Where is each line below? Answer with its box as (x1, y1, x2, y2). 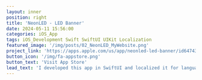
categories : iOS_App (6, 31, 58, 37)
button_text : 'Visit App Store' (6, 59, 87, 65)
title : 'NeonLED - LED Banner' (6, 20, 85, 26)
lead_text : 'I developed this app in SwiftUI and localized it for (6, 64, 179, 71)
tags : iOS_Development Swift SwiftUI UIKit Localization (6, 37, 152, 43)
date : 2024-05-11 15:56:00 (6, 25, 74, 32)
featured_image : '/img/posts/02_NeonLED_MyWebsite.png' (6, 43, 149, 49)
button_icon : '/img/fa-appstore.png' (6, 54, 101, 60)
